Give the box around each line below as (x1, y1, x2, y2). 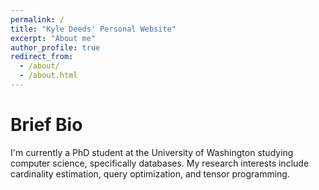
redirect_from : (10, 52, 74, 62)
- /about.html (19, 71, 78, 81)
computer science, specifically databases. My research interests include (10, 157, 310, 169)
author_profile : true (10, 42, 101, 53)
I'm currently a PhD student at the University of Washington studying (10, 146, 294, 158)
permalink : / (10, 14, 65, 25)
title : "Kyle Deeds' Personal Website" (10, 24, 177, 34)
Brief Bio (10, 114, 83, 136)
